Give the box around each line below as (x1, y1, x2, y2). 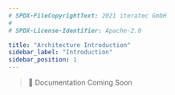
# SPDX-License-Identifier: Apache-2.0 (8, 26, 142, 34)
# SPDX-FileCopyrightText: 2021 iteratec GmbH (8, 11, 167, 20)
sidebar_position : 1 (8, 56, 78, 64)
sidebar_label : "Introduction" (8, 49, 113, 57)
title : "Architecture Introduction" (8, 41, 131, 49)
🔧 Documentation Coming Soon (27, 77, 132, 87)
